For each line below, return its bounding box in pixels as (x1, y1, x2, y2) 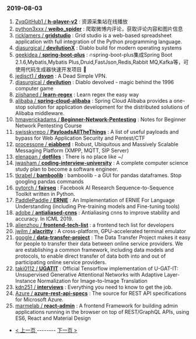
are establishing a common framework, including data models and (15, 247, 174, 254)
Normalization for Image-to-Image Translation (37, 278, 148, 285)
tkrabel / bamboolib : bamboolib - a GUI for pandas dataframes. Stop (15, 172, 182, 179)
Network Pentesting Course (15, 122, 82, 129)
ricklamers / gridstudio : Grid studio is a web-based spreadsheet (15, 32, 171, 39)
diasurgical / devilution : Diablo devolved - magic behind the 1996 (15, 79, 174, 86)
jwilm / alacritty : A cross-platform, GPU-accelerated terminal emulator (15, 228, 186, 235)
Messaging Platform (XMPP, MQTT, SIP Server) (15, 147, 129, 154)
